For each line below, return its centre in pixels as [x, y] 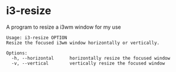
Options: [17, 53]
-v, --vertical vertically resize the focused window [88, 63]
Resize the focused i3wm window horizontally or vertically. [83, 43]
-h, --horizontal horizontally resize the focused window [91, 58]
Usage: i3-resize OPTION [37, 37]
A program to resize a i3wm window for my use [63, 27]
